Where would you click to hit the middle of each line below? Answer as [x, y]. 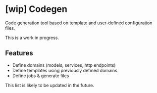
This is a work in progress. [32, 38]
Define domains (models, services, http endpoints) [64, 65]
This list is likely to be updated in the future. [50, 85]
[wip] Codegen [36, 9]
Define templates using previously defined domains [65, 70]
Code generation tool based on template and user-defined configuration [79, 23]
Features [19, 53]
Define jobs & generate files [41, 76]
